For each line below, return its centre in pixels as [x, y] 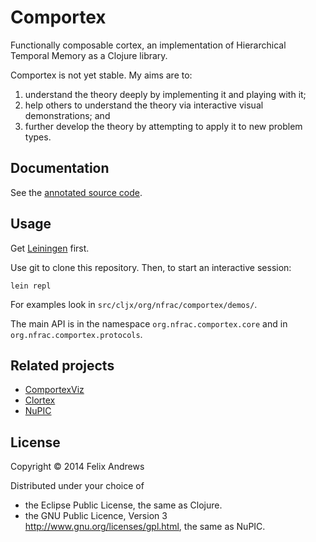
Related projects [62, 365]
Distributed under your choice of [77, 486]
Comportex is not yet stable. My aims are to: [101, 75]
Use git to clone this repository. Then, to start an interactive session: [151, 267]
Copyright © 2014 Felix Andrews [77, 467]
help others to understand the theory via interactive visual [144, 105]
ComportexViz [54, 390]
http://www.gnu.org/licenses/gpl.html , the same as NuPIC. [145, 527]
